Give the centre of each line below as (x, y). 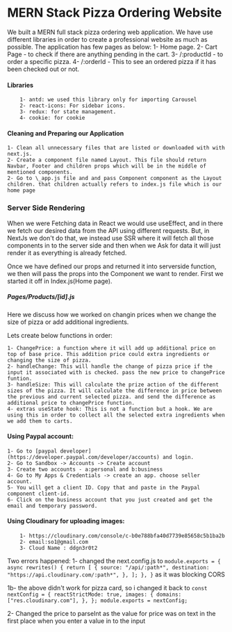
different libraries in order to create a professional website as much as (108, 39)
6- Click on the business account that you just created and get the (110, 500)
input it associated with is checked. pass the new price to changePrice (116, 372)
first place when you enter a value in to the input (76, 621)
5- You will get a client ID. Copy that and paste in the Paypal (103, 487)
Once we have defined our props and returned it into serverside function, (112, 266)
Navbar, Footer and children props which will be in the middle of (107, 166)
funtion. (20, 378)
